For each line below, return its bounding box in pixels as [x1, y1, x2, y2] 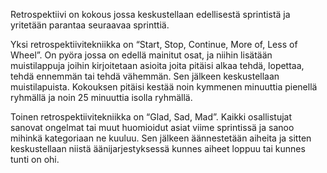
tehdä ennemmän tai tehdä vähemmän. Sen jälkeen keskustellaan [10, 70, 280, 82]
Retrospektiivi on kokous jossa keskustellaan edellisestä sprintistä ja [10, 9, 291, 20]
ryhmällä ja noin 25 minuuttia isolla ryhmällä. [10, 92, 193, 103]
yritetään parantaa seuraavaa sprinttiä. [10, 19, 170, 31]
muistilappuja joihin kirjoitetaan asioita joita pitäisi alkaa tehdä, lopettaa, [10, 60, 305, 71]
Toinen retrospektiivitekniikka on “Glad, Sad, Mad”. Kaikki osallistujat [10, 111, 292, 123]
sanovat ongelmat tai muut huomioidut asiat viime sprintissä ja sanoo [10, 122, 295, 133]
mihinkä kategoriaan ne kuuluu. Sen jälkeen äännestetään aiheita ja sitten [10, 132, 312, 144]
